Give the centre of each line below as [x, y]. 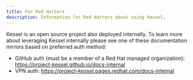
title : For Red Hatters [36, 12]
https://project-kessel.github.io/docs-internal [70, 64]
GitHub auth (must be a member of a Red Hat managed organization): [100, 58]
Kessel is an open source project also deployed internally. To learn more [94, 34]
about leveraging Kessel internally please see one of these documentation [97, 40]
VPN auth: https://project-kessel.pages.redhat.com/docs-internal [94, 71]
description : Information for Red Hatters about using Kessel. [86, 17]
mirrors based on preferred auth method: [56, 47]
